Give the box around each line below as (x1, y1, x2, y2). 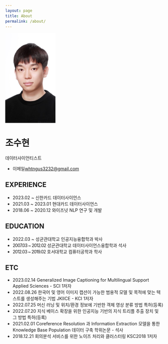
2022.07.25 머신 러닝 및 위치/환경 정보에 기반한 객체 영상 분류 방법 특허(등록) (12, 302, 163, 308)
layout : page (5, 8, 33, 13)
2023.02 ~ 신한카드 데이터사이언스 (12, 194, 81, 201)
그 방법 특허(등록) (12, 314, 47, 320)
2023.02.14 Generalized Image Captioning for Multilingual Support (12, 277, 149, 283)
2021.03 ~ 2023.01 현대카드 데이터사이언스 (12, 201, 98, 207)
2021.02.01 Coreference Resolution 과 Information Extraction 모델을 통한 (12, 320, 160, 326)
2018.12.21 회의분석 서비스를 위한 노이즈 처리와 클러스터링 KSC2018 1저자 (12, 333, 157, 339)
